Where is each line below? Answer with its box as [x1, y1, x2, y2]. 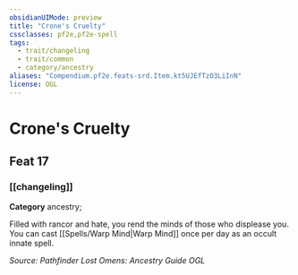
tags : [9, 38, 30, 47]
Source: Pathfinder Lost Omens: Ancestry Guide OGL [9, 254, 206, 265]
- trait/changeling [17, 47, 90, 56]
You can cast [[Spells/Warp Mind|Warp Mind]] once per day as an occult [9, 228, 277, 238]
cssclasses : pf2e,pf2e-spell [9, 30, 118, 39]
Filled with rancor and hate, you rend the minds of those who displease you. [9, 219, 289, 229]
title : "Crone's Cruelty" [9, 21, 106, 30]
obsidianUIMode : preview [9, 13, 102, 22]
